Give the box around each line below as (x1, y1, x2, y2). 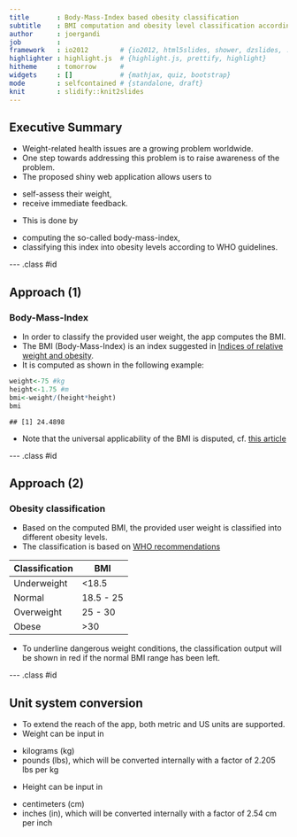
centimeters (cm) (21, 799, 86, 809)
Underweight (13, 577, 68, 590)
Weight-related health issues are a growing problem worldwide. (21, 143, 254, 154)
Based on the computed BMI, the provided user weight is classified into (21, 523, 282, 533)
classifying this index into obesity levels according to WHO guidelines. (21, 242, 278, 252)
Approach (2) (9, 476, 84, 491)
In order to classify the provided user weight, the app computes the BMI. (21, 331, 286, 342)
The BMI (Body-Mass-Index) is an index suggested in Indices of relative (21, 341, 284, 351)
